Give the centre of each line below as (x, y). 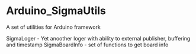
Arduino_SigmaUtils (56, 11)
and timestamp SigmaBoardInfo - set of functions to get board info (87, 45)
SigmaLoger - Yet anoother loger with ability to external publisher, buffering (98, 38)
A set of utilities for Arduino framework (53, 27)
